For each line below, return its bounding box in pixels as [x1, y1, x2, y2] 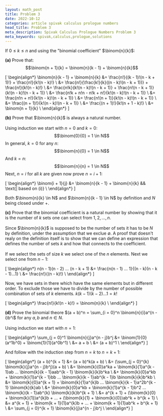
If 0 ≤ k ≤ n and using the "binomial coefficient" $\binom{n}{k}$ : [5, 47, 135, 54]
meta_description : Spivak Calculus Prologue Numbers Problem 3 [5, 30, 136, 35]
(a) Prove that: [5, 57, 34, 63]
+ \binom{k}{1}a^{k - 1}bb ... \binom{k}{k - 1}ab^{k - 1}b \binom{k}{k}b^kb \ [5, 374, 156, 380]
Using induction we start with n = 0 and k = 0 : [5, 125, 98, 131]
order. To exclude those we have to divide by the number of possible [5, 285, 143, 291]
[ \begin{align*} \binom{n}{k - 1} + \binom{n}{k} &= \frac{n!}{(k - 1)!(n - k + [5, 74, 155, 80]
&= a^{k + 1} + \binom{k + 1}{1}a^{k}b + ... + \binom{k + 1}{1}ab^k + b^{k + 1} [5, 400, 158, 406]
